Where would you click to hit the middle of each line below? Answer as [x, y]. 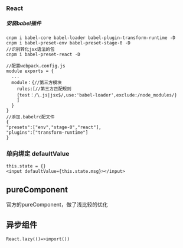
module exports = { [30, 71]
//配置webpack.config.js [36, 66]
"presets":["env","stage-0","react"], [54, 127]
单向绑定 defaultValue [38, 153]
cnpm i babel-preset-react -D [43, 54]
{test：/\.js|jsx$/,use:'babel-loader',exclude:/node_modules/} [97, 95]
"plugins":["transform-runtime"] [47, 132]
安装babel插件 [24, 23]
